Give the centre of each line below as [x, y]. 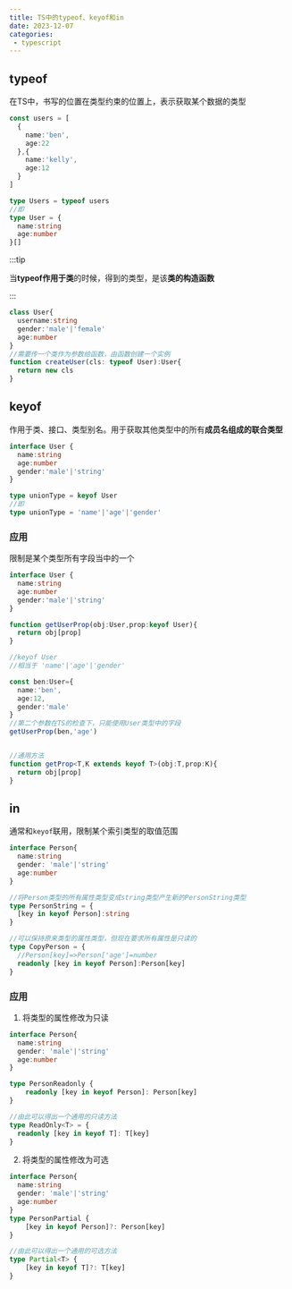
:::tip [17, 259]
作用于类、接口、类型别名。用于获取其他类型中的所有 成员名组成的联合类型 [146, 429]
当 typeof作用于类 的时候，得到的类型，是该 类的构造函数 [112, 278]
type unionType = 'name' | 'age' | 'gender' [86, 513]
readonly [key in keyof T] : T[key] [83, 1133]
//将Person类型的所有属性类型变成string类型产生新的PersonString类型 [128, 897]
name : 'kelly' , [51, 160]
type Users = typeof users [59, 201]
